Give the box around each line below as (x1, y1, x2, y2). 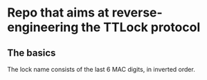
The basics (7, 47, 56, 59)
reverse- (111, 5, 163, 21)
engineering (7, 19, 79, 35)
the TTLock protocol (81, 19, 201, 35)
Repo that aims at (7, 5, 109, 21)
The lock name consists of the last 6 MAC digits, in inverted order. (7, 66, 195, 73)
